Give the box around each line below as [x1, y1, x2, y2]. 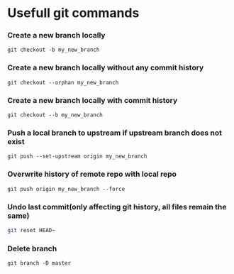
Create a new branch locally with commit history [7, 95, 178, 105]
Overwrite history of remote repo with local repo [7, 169, 177, 179]
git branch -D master [7, 260, 72, 267]
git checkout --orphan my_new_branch [7, 79, 119, 86]
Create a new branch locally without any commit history [7, 62, 204, 72]
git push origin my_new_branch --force [7, 185, 126, 192]
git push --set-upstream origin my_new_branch [7, 153, 147, 160]
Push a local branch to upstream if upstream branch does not [7, 128, 222, 138]
